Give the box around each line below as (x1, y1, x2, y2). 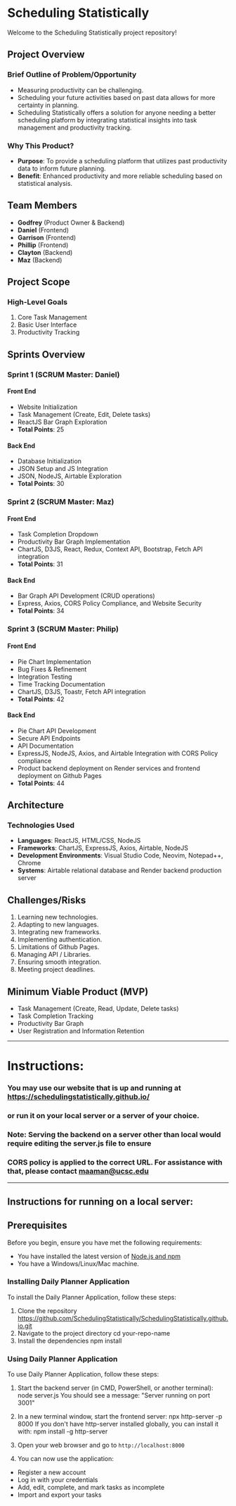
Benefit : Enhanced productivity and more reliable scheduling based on (17, 171, 223, 180)
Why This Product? (7, 141, 74, 151)
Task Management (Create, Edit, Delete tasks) (17, 410, 151, 418)
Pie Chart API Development (17, 727, 97, 735)
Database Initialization (17, 457, 82, 465)
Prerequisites (7, 1219, 67, 1231)
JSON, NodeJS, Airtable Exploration (17, 472, 122, 480)
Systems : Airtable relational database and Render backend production (17, 866, 222, 874)
